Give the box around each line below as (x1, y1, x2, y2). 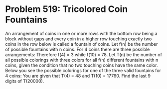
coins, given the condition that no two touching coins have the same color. (5, 62, 158, 68)
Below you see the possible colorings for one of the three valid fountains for (5, 67, 161, 73)
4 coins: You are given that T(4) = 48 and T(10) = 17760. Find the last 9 (5, 73, 151, 79)
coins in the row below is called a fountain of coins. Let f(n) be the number (5, 41, 158, 47)
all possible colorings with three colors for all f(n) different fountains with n (5, 57, 159, 63)
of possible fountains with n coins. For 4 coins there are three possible (5, 46, 150, 52)
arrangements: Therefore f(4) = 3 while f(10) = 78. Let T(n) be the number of (5, 51, 162, 58)
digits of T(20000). (5, 78, 44, 84)
